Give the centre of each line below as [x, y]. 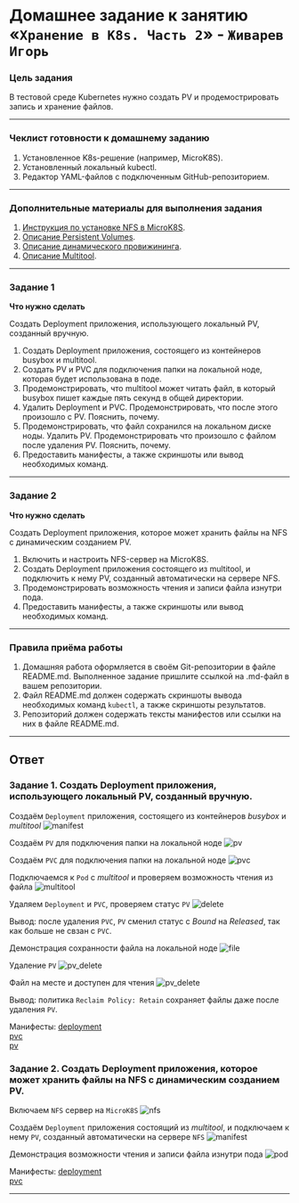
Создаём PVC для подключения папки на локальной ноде [118, 860]
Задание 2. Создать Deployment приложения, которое [133, 1068]
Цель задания [41, 78]
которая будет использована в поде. [92, 379]
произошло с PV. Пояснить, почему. [91, 417]
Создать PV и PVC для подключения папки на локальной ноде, [142, 370]
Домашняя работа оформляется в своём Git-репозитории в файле [149, 667]
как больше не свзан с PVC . [61, 930]
